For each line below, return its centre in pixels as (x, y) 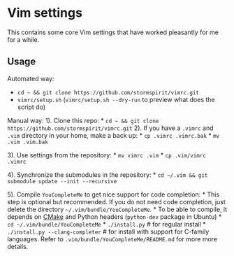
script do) (31, 107)
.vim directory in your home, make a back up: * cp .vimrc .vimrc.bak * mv (114, 135)
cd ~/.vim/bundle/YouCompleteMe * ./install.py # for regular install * (107, 224)
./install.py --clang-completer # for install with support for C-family (108, 232)
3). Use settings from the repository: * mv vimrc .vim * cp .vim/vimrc (107, 155)
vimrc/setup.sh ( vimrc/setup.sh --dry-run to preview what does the (116, 99)
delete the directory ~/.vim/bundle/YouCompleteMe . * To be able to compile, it (117, 209)
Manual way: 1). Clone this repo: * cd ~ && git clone (83, 120)
